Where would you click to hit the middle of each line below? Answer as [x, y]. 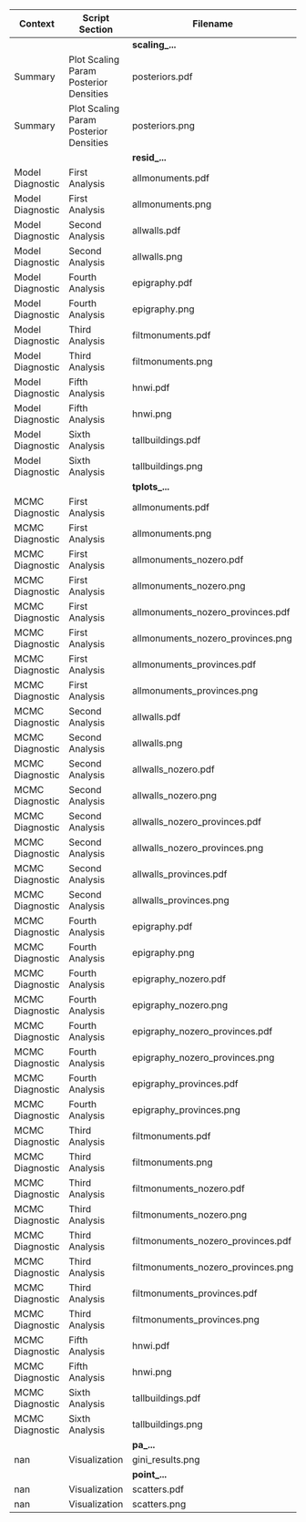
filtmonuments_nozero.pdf [189, 1188]
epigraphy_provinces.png [186, 1110]
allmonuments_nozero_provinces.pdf [211, 612]
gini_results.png [166, 1460]
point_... [149, 1474]
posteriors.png [163, 125]
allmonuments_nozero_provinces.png [212, 638]
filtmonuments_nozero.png [189, 1214]
